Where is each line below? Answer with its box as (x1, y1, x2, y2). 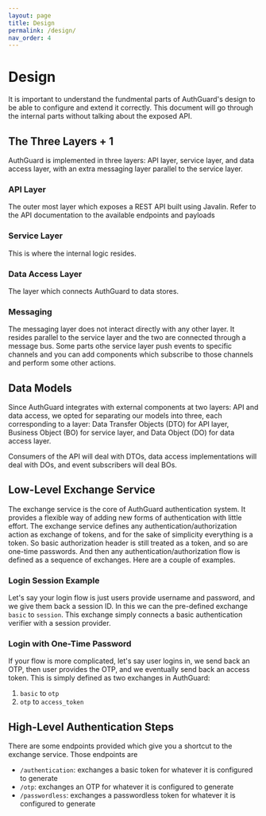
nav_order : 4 (8, 33, 52, 42)
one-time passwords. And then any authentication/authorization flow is (8, 546, 241, 556)
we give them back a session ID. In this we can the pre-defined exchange (8, 602, 249, 611)
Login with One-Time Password (8, 638, 132, 650)
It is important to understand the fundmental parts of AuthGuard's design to (8, 95, 256, 104)
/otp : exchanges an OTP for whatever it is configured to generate (19, 782, 234, 792)
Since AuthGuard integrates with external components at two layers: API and (8, 403, 259, 412)
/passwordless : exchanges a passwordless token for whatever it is (19, 791, 236, 800)
